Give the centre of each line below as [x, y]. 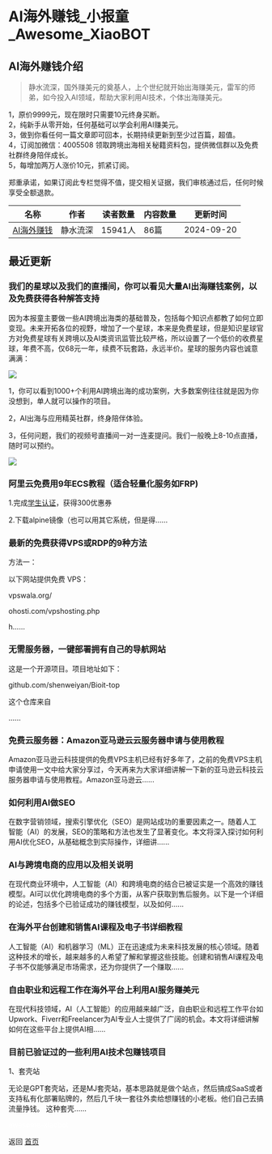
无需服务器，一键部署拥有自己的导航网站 [87, 649]
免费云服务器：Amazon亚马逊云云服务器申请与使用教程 [116, 740]
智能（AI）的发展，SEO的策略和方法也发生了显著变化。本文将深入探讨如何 [132, 832]
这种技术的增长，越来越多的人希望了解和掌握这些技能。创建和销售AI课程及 [132, 956]
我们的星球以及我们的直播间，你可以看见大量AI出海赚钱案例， [129, 287]
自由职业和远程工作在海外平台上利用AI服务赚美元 [104, 990]
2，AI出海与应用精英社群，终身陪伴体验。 [78, 418]
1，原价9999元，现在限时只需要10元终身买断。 [86, 115]
